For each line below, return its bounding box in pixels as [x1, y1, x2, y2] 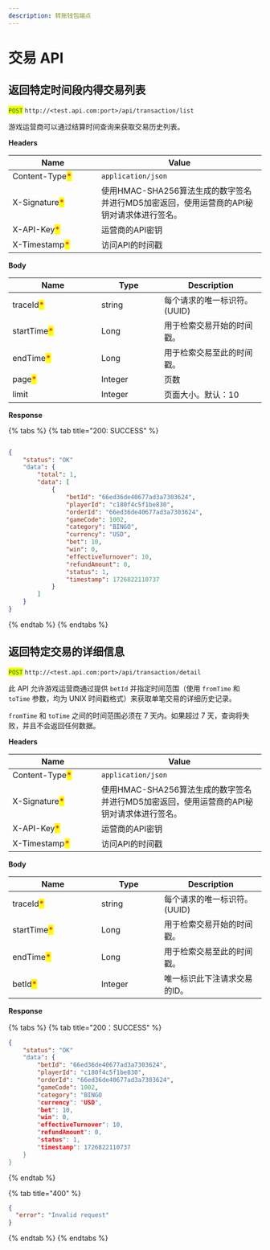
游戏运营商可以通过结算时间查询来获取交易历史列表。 [8, 121, 185, 131]
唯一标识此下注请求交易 [164, 973, 253, 984]
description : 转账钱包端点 [8, 11, 92, 20]
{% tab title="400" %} [8, 1188, 82, 1198]
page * [12, 373, 38, 384]
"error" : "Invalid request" [15, 1211, 110, 1219]
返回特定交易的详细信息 [8, 645, 125, 659]
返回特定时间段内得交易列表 [8, 84, 146, 97]
